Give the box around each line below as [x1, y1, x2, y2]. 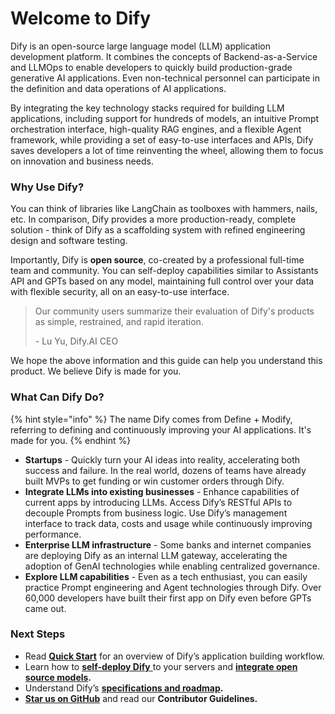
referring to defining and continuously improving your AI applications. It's [10, 423, 312, 436]
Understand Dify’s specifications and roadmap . [24, 682, 224, 694]
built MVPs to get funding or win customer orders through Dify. [24, 475, 285, 487]
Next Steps [10, 627, 66, 641]
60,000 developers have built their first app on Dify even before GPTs [24, 592, 312, 604]
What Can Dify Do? [10, 390, 105, 404]
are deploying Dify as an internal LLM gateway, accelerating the [24, 549, 288, 561]
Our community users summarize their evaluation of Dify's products [34, 305, 315, 317]
